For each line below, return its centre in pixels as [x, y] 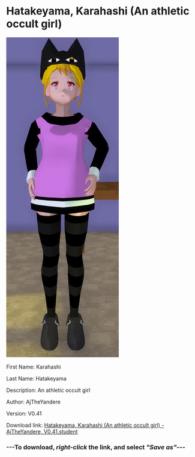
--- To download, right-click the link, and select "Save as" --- [96, 447]
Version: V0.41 [24, 413]
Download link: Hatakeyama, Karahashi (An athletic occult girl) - [85, 425]
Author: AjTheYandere [34, 402]
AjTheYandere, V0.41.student [42, 431]
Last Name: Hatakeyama [37, 378]
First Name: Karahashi [34, 367]
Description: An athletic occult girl [48, 390]
